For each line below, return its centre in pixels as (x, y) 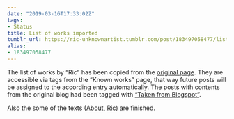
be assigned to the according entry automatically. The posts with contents (114, 87)
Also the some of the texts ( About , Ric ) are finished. (81, 108)
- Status (20, 26)
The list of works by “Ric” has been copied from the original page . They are (115, 72)
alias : (17, 46)
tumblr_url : (24, 40)
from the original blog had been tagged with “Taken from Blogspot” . (104, 94)
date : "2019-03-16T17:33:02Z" (51, 14)
